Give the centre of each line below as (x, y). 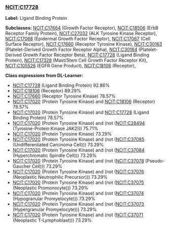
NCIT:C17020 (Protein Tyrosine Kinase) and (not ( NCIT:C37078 (78, 161)
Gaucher (22, 167)
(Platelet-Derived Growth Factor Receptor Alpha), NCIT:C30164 (72, 50)
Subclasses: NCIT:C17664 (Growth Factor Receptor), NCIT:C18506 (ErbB (82, 28)
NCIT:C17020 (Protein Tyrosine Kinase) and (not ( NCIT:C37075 (78, 183)
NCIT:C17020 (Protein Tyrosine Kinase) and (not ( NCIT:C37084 (78, 150)
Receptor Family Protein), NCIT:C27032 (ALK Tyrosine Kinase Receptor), (81, 34)
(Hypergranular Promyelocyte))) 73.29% (55, 210)
